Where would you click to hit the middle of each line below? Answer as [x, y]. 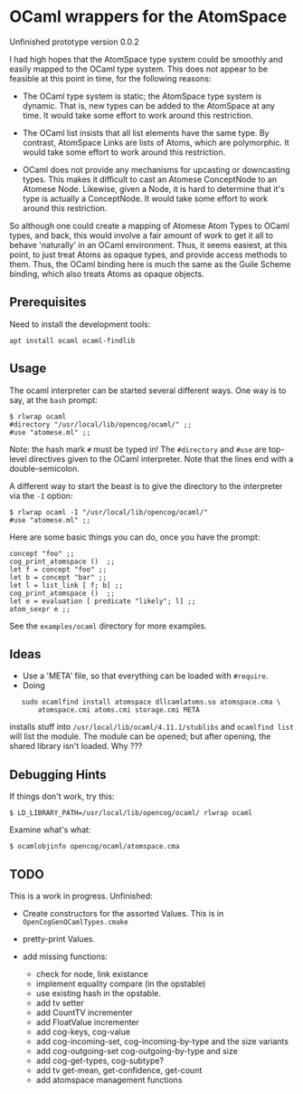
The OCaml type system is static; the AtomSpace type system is [142, 96]
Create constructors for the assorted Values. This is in [123, 913]
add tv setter [60, 1003]
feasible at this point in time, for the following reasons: [110, 78]
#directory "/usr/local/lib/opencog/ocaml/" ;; [101, 424]
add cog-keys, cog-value [83, 1032]
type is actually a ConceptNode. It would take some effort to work [145, 198]
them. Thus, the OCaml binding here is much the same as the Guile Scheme [150, 264]
